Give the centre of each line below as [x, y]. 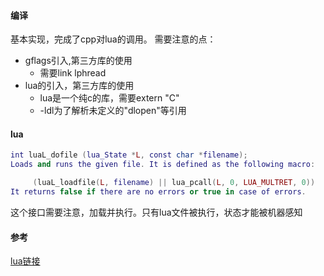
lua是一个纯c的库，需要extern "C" [109, 98]
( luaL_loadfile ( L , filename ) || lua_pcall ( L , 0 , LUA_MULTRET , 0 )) [174, 183]
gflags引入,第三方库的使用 [78, 61]
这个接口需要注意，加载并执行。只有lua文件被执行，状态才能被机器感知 [156, 212]
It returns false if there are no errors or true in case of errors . [158, 192]
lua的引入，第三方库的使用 [79, 86]
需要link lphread [73, 73]
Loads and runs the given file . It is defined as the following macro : [163, 165]
